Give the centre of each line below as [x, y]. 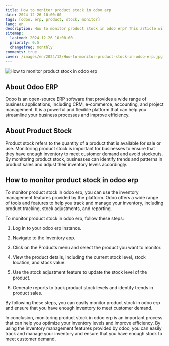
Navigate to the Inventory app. [44, 238]
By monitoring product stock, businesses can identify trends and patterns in [84, 159]
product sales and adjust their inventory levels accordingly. [66, 164]
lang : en [14, 24]
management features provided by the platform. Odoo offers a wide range [82, 197]
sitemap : [14, 33]
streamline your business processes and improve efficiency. [67, 115]
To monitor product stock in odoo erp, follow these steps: [65, 218]
